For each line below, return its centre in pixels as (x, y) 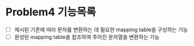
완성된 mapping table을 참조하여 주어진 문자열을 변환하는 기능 (87, 37)
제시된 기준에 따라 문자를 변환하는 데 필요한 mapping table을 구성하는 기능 (101, 29)
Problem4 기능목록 (51, 12)
